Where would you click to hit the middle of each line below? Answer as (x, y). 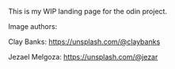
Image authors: (33, 26)
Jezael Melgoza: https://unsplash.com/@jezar (83, 57)
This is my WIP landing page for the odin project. (88, 11)
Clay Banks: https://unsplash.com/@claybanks (84, 42)
